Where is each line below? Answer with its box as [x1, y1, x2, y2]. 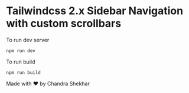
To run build [6, 58, 35, 65]
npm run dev [6, 47, 35, 54]
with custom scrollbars [6, 17, 122, 30]
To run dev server [6, 36, 50, 43]
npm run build [6, 69, 41, 75]
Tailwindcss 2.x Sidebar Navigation [6, 4, 184, 18]
